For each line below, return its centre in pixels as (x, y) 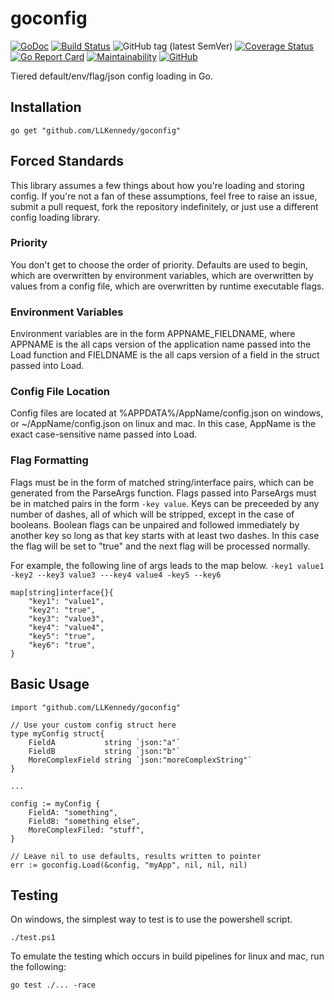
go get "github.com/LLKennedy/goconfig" (96, 130)
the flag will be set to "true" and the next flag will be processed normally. (160, 546)
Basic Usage (50, 684)
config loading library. (55, 217)
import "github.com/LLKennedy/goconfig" (96, 707)
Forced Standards (67, 161)
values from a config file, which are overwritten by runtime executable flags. (167, 286)
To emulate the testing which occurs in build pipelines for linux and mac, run (167, 956)
